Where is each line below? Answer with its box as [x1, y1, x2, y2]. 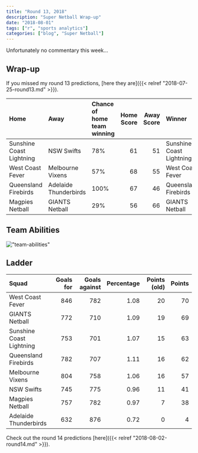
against [79, 283, 101, 291]
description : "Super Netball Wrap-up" [6, 14, 101, 20]
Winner [166, 115, 187, 123]
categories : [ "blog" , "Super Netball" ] [6, 31, 104, 37]
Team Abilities [6, 225, 60, 235]
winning [91, 129, 115, 138]
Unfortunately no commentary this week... [6, 47, 108, 54]
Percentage [107, 279, 140, 287]
